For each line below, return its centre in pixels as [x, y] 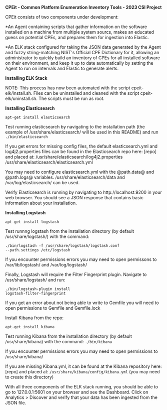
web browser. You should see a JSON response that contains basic [74, 197]
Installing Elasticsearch [30, 108]
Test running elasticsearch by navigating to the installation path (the [75, 127]
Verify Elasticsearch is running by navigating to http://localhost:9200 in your [83, 192]
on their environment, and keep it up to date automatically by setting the [79, 63]
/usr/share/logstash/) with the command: [47, 236]
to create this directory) [29, 377]
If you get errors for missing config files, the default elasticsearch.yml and [81, 146]
